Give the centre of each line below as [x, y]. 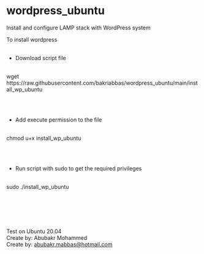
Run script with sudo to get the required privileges [78, 168]
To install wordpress [32, 39]
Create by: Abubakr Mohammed [47, 237]
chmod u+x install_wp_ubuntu [44, 138]
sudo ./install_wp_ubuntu [38, 187]
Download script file [40, 58]
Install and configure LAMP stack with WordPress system [79, 28]
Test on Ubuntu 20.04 [34, 231]
